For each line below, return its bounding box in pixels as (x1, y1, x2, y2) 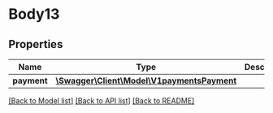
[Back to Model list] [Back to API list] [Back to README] (8, 96, 195, 106)
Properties (8, 37, 63, 51)
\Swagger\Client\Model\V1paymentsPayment (55, 75, 237, 86)
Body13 (8, 5, 60, 24)
